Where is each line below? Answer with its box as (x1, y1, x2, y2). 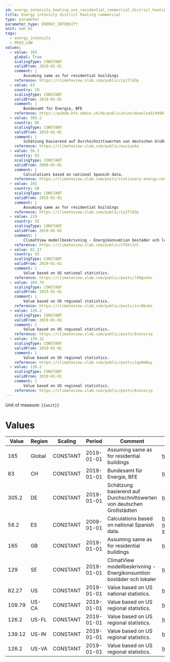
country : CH (14, 87, 39, 92)
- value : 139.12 (10, 337, 44, 342)
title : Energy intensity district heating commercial (5, 12, 121, 17)
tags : (5, 31, 17, 36)
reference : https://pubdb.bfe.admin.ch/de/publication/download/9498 (14, 111, 164, 116)
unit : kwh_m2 (5, 26, 33, 31)
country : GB (14, 186, 39, 191)
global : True (14, 54, 42, 60)
